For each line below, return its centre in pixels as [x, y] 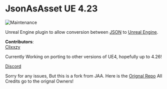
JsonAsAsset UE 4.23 [51, 9]
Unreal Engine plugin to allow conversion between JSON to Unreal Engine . [82, 32]
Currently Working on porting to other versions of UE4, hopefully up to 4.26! [83, 56]
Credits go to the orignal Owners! [39, 81]
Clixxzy [13, 47]
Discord [13, 66]
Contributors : [19, 42]
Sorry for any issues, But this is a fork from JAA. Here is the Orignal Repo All [84, 76]
